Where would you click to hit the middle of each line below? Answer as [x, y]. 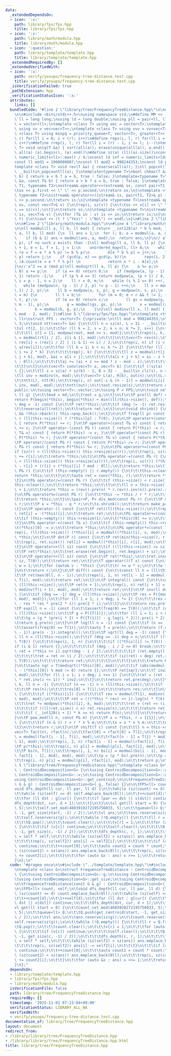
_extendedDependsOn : [32, 15]
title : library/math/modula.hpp [49, 43]
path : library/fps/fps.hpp [43, 24]
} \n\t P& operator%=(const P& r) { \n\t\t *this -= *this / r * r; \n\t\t [91, 495]
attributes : [23, 100]
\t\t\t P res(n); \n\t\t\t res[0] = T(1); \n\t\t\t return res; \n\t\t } [86, 689]
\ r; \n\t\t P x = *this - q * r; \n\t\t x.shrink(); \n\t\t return [82, 504]
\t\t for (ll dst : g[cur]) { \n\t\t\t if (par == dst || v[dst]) [83, 799]
